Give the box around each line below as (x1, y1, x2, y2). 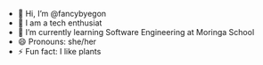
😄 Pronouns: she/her (17, 36, 96, 47)
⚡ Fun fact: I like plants (17, 47, 102, 56)
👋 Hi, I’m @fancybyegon (17, 9, 107, 18)
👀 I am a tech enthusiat (17, 18, 103, 28)
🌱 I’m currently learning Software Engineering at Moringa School (17, 27, 255, 37)
